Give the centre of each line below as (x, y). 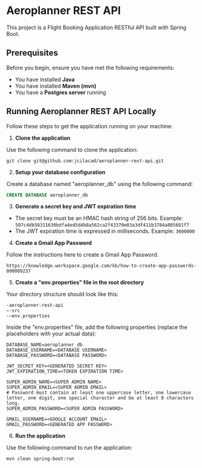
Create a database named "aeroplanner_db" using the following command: (99, 184)
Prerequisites (32, 53)
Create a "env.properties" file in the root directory (79, 283)
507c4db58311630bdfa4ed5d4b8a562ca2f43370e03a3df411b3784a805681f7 (102, 225)
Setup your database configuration (60, 172)
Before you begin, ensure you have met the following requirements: (90, 67)
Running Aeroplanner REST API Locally (81, 112)
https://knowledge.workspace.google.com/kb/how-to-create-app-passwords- (102, 266)
